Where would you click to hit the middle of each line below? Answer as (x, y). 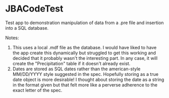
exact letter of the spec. (37, 90)
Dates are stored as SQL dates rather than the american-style (76, 69)
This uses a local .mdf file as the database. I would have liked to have (84, 47)
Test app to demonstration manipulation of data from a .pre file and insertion (84, 23)
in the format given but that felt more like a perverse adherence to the (85, 85)
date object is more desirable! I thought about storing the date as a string (88, 79)
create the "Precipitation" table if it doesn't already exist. (71, 63)
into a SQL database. (27, 28)
